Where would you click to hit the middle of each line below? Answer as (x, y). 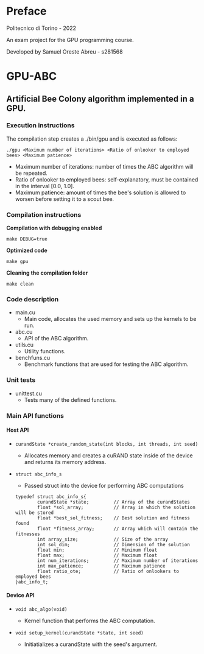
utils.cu (24, 345)
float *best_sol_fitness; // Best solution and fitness (114, 518)
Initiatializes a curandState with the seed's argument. (91, 644)
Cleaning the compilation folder (47, 273)
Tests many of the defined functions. (70, 399)
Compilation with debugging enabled (54, 228)
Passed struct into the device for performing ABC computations (104, 485)
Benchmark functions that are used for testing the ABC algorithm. (106, 364)
